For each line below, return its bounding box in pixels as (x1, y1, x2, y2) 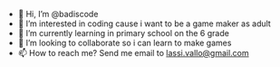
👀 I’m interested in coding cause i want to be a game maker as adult (17, 18, 272, 29)
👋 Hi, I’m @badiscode (17, 9, 99, 19)
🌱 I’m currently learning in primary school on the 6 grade (17, 28, 229, 38)
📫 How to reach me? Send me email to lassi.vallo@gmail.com (17, 48, 249, 58)
